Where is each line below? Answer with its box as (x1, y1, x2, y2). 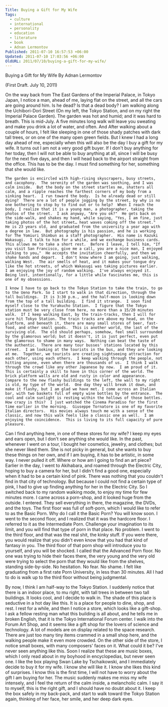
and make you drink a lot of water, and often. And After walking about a (5, 124, 152, 130)
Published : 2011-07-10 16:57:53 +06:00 (5, 49, 89, 54)
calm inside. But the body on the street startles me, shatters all (5, 185, 154, 190)
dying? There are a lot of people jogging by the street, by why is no (5, 198, 160, 203)
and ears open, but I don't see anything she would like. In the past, (5, 436, 143, 442)
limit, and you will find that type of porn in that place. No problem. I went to (5, 526, 160, 533)
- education (10, 31, 35, 36)
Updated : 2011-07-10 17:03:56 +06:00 (5, 54, 84, 59)
